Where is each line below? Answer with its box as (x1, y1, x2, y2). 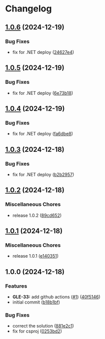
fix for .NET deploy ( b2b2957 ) (12, 171, 74, 177)
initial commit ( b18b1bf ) (12, 299, 60, 305)
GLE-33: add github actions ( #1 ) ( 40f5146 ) (12, 294, 101, 300)
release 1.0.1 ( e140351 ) (12, 253, 59, 259)
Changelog (5, 3, 52, 14)
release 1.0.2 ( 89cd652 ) (12, 212, 62, 218)
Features (5, 283, 27, 290)
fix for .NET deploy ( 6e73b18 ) (12, 90, 73, 96)
